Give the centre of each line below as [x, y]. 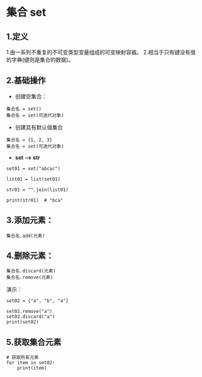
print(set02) [23, 322]
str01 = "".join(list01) [37, 190]
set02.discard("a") [31, 317]
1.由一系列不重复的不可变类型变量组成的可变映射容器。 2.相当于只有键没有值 [101, 52]
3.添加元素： [30, 220]
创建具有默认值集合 [39, 127]
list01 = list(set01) [33, 179]
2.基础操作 [26, 81]
